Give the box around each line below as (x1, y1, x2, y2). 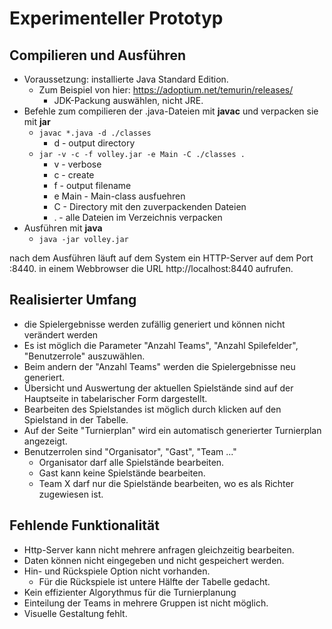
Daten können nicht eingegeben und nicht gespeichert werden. (23, 554, 285, 566)
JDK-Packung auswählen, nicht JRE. (53, 95, 204, 106)
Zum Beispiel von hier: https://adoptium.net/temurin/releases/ (38, 84, 294, 96)
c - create (53, 169, 95, 181)
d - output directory (53, 137, 136, 149)
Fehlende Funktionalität (9, 517, 160, 534)
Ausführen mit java (23, 222, 103, 234)
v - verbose (53, 158, 102, 170)
